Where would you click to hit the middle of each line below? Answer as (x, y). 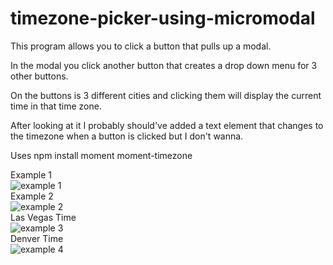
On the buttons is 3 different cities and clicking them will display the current (166, 95)
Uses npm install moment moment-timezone (101, 155)
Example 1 (31, 174)
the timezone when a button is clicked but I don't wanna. (127, 136)
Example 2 (32, 196)
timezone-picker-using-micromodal (163, 18)
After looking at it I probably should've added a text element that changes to (167, 125)
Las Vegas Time (43, 217)
